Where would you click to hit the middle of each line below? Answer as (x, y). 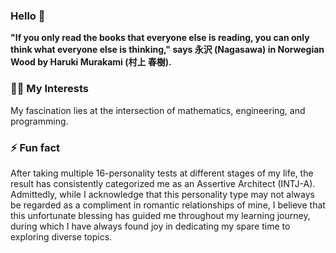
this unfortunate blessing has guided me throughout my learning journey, (160, 215)
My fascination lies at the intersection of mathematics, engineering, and (158, 110)
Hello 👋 (28, 16)
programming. (39, 121)
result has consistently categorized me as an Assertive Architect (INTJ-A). (163, 183)
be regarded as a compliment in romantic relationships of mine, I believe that (168, 205)
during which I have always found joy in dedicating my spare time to (150, 226)
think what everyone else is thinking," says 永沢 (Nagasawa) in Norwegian (167, 50)
